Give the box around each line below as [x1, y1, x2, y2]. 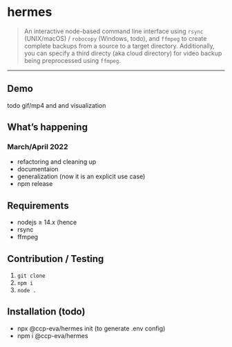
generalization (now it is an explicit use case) [17, 172, 146, 180]
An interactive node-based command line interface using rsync [23, 27, 204, 35]
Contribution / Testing [7, 253, 104, 265]
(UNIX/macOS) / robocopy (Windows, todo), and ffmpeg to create [23, 34, 207, 42]
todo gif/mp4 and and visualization [7, 101, 106, 109]
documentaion [17, 165, 59, 173]
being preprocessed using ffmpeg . [23, 56, 121, 64]
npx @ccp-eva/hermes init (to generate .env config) [17, 324, 166, 332]
